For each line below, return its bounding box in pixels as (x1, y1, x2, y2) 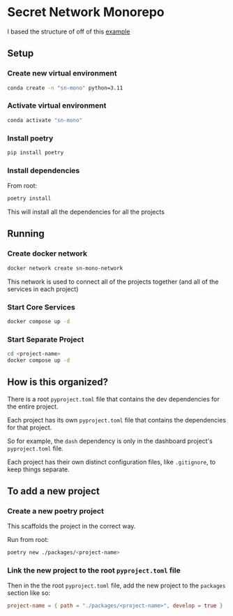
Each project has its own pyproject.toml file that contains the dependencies (7, 416, 227, 424)
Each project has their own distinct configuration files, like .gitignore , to (7, 457, 216, 466)
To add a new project (7, 485, 100, 497)
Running (7, 228, 45, 240)
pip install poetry (7, 149, 64, 156)
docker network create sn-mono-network (7, 265, 123, 272)
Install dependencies (7, 166, 80, 175)
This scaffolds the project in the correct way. (7, 522, 136, 531)
